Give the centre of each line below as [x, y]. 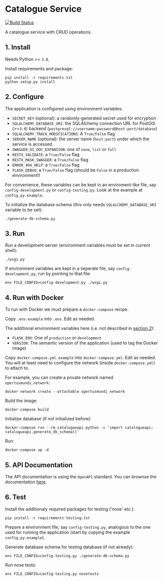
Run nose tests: [21, 565]
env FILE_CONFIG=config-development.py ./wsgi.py [56, 283]
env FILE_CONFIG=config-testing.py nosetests [52, 574]
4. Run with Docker [35, 297]
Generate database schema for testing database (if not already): [69, 547]
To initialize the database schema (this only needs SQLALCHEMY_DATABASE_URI [81, 204]
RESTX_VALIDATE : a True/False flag [46, 154]
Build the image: [21, 401]
